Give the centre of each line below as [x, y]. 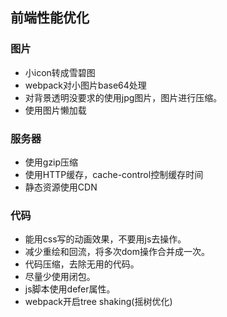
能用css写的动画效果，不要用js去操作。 [105, 239]
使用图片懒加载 [55, 110]
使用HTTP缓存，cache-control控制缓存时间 [114, 174]
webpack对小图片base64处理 [85, 85]
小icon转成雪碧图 [60, 72]
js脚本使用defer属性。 [70, 289]
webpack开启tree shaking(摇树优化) [98, 302]
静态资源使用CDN [61, 187]
